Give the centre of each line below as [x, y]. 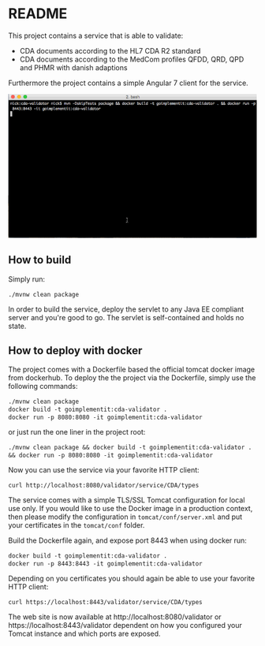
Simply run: [27, 279]
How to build [40, 260]
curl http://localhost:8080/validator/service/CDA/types [104, 486]
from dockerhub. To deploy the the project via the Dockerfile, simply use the [132, 378]
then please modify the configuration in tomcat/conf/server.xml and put [125, 517]
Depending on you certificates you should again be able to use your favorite [131, 579]
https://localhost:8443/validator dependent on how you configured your [125, 625]
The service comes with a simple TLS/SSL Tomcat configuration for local [127, 500]
